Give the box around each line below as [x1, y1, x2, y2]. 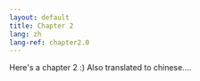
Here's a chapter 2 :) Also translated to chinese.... [9, 62, 192, 73]
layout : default [9, 12, 70, 22]
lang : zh [9, 29, 42, 38]
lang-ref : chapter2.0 [9, 37, 90, 47]
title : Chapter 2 [9, 21, 74, 30]
